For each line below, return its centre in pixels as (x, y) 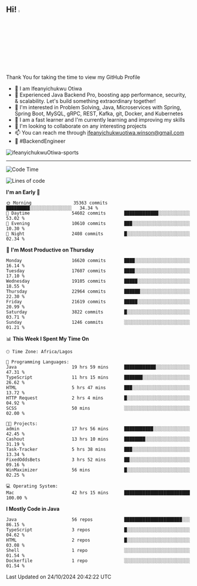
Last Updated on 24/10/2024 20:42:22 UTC (59, 577)
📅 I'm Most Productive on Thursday (50, 250)
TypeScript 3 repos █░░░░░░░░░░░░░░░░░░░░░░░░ (98, 530)
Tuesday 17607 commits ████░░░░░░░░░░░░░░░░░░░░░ (98, 271)
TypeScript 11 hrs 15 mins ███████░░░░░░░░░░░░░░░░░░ (98, 377)
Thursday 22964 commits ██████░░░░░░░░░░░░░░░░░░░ (98, 291)
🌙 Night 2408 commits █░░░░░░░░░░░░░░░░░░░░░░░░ (98, 234)
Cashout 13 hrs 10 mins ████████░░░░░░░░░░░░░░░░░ (98, 439)
